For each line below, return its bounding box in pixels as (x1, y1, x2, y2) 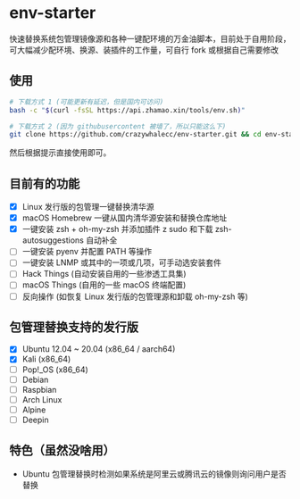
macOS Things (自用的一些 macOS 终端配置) (21, 279, 187, 290)
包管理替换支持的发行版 (9, 320, 138, 335)
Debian (21, 374, 49, 385)
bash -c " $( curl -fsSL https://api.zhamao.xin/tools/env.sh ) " (9, 105, 246, 114)
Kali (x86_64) (21, 353, 71, 364)
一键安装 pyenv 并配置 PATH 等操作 (21, 246, 153, 257)
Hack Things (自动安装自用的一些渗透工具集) (21, 269, 187, 279)
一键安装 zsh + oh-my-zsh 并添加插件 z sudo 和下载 (21, 224, 213, 235)
